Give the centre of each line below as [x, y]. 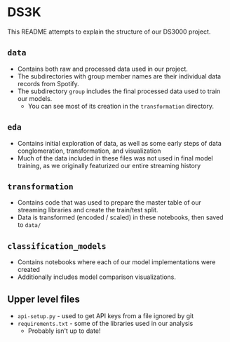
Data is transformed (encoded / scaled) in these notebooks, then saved [120, 217]
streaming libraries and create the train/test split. [88, 210]
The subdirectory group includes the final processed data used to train [119, 91]
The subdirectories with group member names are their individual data [119, 76]
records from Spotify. [48, 83]
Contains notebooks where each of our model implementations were [116, 262]
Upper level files [44, 299]
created [29, 270]
